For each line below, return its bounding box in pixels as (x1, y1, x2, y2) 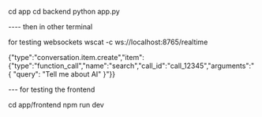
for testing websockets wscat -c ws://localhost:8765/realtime (8, 37, 208, 47)
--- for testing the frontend (8, 85, 95, 94)
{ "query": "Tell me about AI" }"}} (8, 70, 116, 78)
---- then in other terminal (8, 22, 93, 31)
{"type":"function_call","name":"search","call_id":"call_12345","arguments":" (8, 61, 255, 70)
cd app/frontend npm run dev (8, 100, 104, 109)
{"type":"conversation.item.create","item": (8, 53, 144, 62)
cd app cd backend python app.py (8, 7, 120, 16)
